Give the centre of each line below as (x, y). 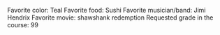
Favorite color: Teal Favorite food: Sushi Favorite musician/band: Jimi (107, 10)
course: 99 (23, 25)
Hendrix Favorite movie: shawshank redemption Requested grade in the (110, 17)
